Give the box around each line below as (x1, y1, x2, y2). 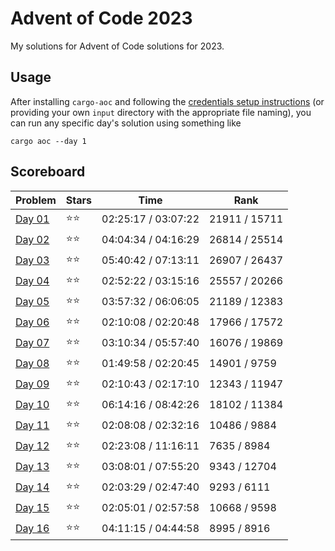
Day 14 (15, 480, 50, 494)
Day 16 (15, 522, 50, 536)
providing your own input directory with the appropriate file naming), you (10, 106, 312, 118)
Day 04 (15, 274, 50, 288)
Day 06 (15, 315, 50, 329)
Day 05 (15, 295, 50, 309)
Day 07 (15, 336, 50, 350)
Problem (15, 193, 57, 207)
